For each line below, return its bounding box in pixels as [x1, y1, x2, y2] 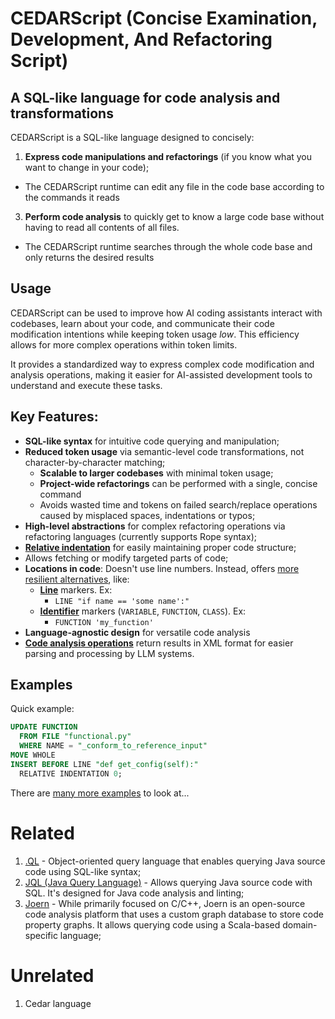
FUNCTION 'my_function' [54, 617, 154, 627]
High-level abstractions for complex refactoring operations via [24, 520, 286, 532]
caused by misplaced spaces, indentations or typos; [39, 509, 256, 521]
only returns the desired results [24, 252, 155, 263]
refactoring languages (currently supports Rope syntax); [24, 530, 257, 542]
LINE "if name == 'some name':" [54, 596, 190, 606]
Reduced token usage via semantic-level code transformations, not [24, 445, 305, 457]
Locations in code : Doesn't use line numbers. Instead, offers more [24, 562, 300, 574]
